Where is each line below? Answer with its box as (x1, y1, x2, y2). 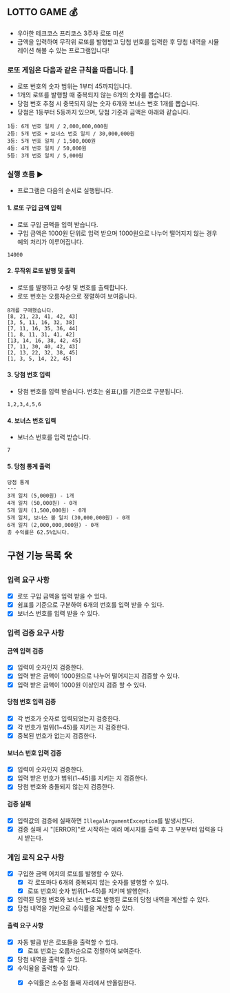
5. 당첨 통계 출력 (7, 462, 50, 470)
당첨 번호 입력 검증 (7, 698, 56, 706)
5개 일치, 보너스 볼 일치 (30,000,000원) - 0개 (7, 514, 130, 521)
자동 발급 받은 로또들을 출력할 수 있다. (17, 938, 118, 946)
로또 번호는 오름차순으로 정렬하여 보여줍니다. (17, 292, 138, 300)
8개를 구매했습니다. (7, 307, 54, 314)
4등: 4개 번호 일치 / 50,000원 (7, 145, 87, 152)
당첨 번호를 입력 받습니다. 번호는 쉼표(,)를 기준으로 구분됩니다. (17, 388, 184, 396)
